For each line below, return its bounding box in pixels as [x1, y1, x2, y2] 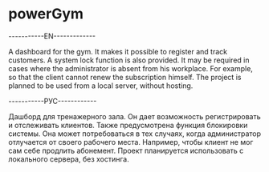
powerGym [8, 5, 84, 23]
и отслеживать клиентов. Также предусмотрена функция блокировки [8, 120, 248, 130]
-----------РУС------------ [8, 96, 97, 106]
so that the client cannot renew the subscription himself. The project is [8, 72, 242, 82]
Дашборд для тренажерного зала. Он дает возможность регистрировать [8, 111, 261, 121]
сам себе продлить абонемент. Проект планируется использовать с [8, 146, 244, 155]
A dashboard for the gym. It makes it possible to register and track [8, 46, 227, 56]
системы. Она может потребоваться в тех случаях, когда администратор [8, 129, 262, 138]
